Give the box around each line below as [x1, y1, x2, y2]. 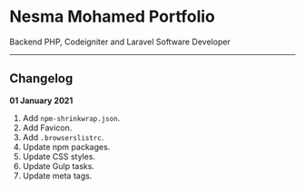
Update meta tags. [22, 170, 93, 181]
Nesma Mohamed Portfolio [9, 6, 216, 27]
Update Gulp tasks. [22, 160, 95, 171]
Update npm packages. [22, 141, 111, 152]
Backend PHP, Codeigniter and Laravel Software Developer [9, 36, 231, 47]
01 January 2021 [9, 95, 74, 106]
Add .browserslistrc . [22, 131, 104, 142]
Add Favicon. [22, 122, 73, 133]
